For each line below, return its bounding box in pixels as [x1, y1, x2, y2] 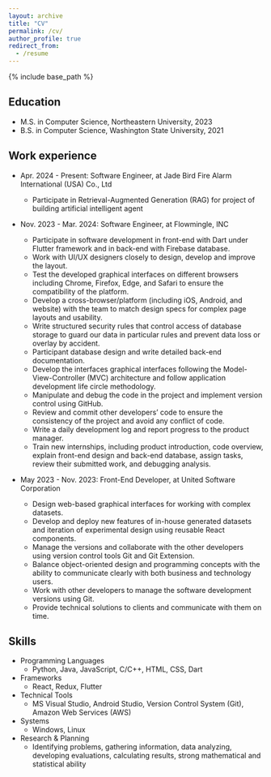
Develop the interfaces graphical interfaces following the [32, 364, 222, 374]
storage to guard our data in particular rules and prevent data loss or [32, 329, 260, 339]
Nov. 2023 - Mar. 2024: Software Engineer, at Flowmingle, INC [19, 219, 229, 229]
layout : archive [8, 11, 63, 20]
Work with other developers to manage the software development [32, 585, 252, 595]
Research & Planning [19, 733, 90, 743]
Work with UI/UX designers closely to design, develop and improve [32, 252, 256, 262]
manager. [32, 433, 65, 443]
